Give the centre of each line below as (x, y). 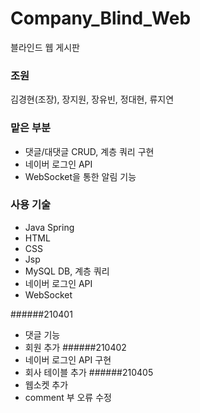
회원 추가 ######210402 (75, 347)
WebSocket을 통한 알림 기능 (80, 176)
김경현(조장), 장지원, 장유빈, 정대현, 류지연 (92, 99)
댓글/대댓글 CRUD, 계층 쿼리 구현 (89, 151)
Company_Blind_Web (101, 18)
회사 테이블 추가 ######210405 (89, 372)
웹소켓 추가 (46, 384)
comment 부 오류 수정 (68, 397)
